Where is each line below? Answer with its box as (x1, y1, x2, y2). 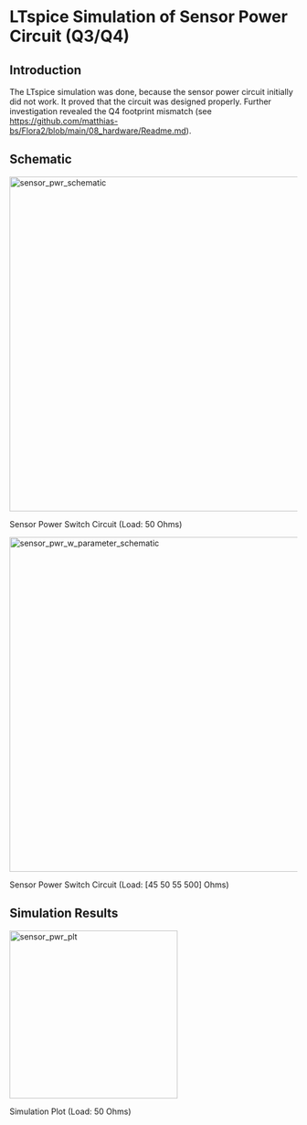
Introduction (9, 62, 82, 78)
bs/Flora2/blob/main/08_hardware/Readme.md (9, 125, 187, 136)
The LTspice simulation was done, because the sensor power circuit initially (9, 87, 294, 97)
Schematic (9, 152, 72, 167)
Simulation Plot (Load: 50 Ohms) (9, 1106, 132, 1117)
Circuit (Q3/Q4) (9, 26, 130, 47)
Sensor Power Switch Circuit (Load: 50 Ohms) (9, 518, 183, 529)
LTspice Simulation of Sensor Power (9, 6, 288, 27)
